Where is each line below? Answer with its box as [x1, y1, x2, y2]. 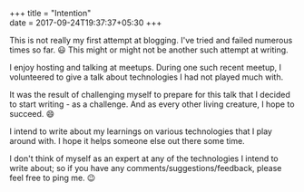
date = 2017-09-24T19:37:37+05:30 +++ [9, 17, 162, 28]
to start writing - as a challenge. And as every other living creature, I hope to [9, 99, 295, 110]
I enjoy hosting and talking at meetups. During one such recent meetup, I [9, 62, 281, 72]
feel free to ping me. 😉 [9, 172, 96, 183]
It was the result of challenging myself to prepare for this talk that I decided [9, 90, 290, 100]
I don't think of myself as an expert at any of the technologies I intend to [9, 153, 279, 164]
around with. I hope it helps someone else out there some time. [9, 136, 245, 146]
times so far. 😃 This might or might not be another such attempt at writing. [9, 44, 289, 55]
